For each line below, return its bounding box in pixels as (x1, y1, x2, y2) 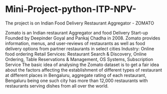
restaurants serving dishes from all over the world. (5, 82, 109, 88)
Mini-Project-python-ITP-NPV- (5, 3, 137, 15)
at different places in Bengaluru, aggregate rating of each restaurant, (5, 72, 147, 78)
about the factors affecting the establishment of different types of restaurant (5, 66, 162, 73)
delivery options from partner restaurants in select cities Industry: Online (5, 45, 155, 51)
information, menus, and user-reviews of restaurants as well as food (5, 40, 146, 46)
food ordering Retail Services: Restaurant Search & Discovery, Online (5, 51, 147, 57)
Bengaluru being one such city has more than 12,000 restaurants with (5, 77, 148, 83)
